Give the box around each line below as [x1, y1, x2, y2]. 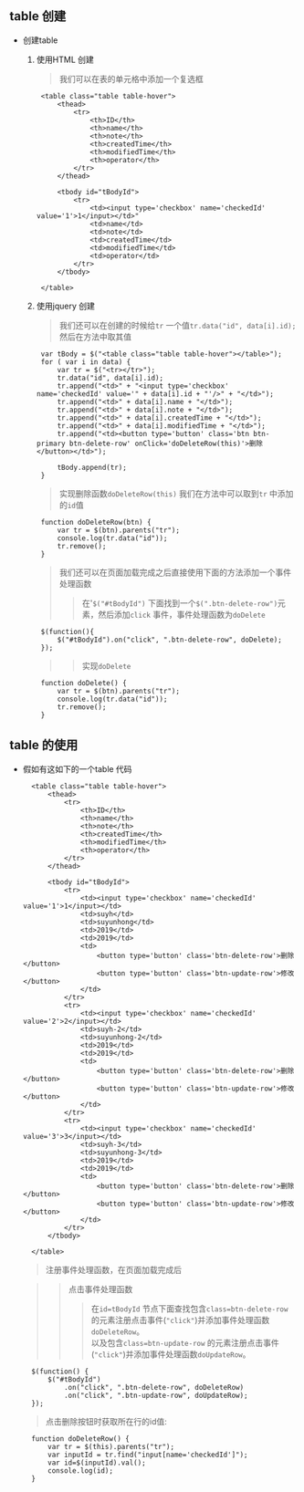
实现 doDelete [81, 660, 131, 671]
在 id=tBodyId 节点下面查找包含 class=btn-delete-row [90, 1303, 288, 1314]
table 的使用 [9, 737, 79, 753]
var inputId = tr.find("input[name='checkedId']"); [47, 1450, 248, 1459]
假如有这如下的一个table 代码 [22, 763, 132, 774]
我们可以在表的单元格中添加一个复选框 [58, 73, 204, 84]
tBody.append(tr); [57, 463, 128, 472]
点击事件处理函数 [68, 1283, 133, 1294]
